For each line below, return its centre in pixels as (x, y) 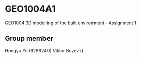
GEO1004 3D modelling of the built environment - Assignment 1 (71, 23)
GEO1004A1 (30, 9)
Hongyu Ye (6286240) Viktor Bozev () (44, 50)
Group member (29, 39)
